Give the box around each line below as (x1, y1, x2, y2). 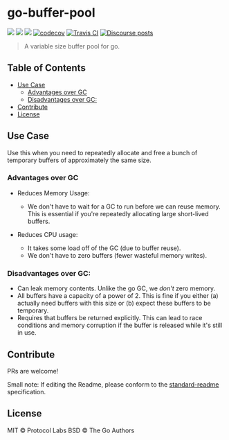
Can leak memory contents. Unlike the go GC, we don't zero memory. (17, 284, 216, 292)
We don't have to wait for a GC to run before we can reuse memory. (27, 202, 221, 211)
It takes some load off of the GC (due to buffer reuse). (27, 244, 181, 252)
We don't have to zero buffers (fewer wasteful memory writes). (27, 251, 208, 259)
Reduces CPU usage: (17, 230, 78, 238)
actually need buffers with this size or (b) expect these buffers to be (17, 299, 211, 308)
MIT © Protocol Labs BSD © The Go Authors (7, 426, 135, 434)
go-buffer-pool (7, 5, 95, 21)
